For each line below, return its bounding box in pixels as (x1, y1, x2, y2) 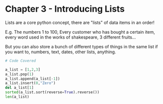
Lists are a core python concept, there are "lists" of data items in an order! (5, 20, 155, 25)
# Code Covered (5, 58, 36, 63)
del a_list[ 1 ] (5, 85, 34, 90)
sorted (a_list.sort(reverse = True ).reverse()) (5, 90, 99, 95)
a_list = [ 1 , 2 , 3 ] (5, 67, 41, 72)
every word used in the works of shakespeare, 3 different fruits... (5, 34, 136, 40)
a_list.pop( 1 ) (5, 72, 34, 77)
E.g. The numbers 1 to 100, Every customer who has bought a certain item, (5, 29, 155, 35)
